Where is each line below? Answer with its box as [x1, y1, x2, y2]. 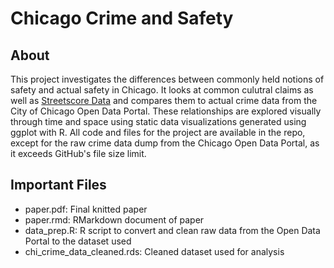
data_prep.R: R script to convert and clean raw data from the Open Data [24, 224, 321, 236]
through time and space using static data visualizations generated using [10, 116, 307, 127]
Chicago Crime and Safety [10, 7, 234, 30]
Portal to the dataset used [24, 235, 132, 247]
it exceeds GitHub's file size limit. [10, 148, 147, 159]
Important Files [10, 177, 107, 194]
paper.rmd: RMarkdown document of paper [24, 213, 205, 226]
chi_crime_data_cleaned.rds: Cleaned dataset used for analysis [24, 245, 285, 257]
